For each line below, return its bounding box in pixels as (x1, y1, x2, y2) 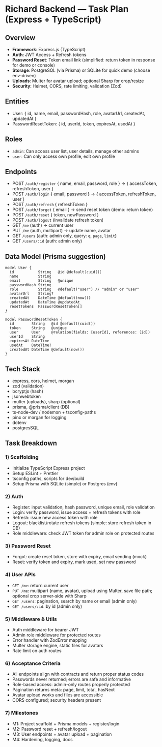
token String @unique (9, 326, 67, 330)
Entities (5, 97, 29, 106)
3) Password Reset (5, 542, 51, 549)
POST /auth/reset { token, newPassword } (12, 212, 99, 218)
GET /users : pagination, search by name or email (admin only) (12, 598, 137, 604)
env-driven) (12, 73, 36, 78)
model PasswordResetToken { (5, 317, 63, 322)
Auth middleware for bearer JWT (12, 627, 79, 632)
